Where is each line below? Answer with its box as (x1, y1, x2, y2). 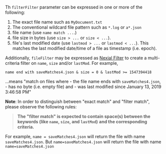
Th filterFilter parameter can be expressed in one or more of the (5, 4, 143, 10)
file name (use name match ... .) (12, 30, 77, 35)
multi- (148, 55, 160, 61)
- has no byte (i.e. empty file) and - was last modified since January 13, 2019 (5, 84, 162, 90)
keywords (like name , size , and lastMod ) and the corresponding (17, 119, 148, 124)
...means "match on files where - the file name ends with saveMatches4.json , (5, 79, 161, 84)
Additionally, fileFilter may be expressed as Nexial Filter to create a (5, 55, 147, 61)
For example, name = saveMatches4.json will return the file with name (5, 134, 145, 139)
